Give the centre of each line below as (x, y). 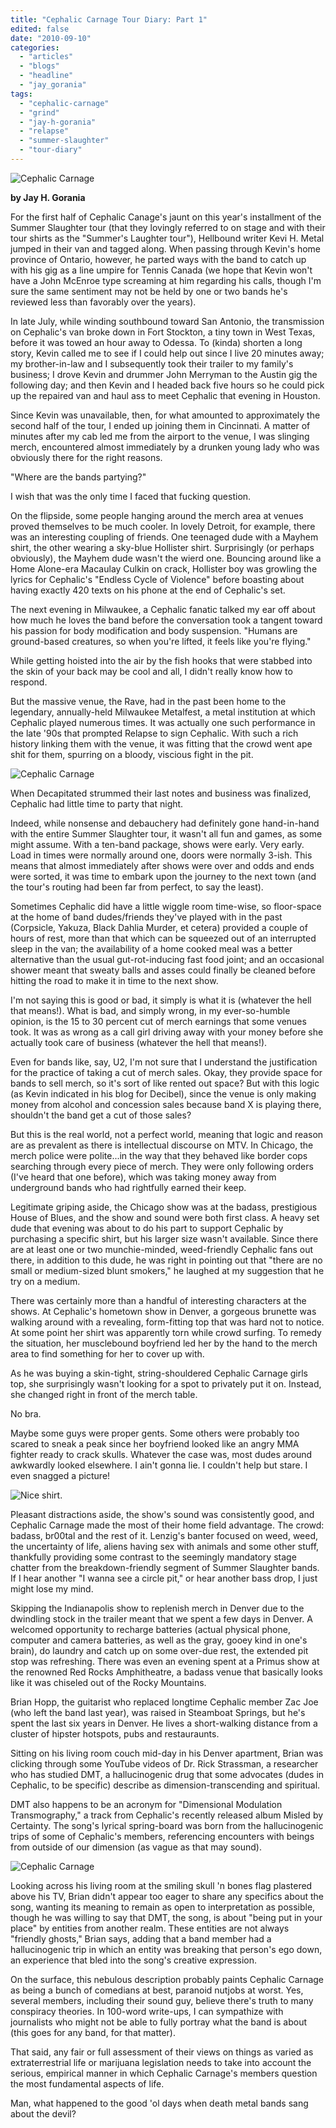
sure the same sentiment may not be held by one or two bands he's (149, 291)
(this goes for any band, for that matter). (93, 2032)
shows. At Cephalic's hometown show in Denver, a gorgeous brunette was (163, 1311)
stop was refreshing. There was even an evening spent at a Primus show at (165, 1661)
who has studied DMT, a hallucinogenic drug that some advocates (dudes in (167, 1774)
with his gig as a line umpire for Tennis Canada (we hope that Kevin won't (161, 270)
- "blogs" (39, 66)
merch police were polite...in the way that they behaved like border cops (159, 1155)
